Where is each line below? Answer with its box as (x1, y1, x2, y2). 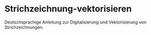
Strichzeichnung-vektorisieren (4, 3, 132, 14)
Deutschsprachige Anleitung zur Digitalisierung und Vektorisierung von (4, 19, 147, 25)
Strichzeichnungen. (4, 24, 44, 30)
